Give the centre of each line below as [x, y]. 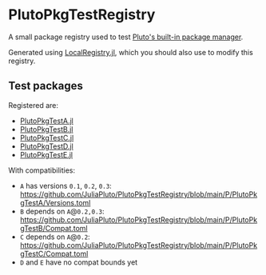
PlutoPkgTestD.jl [46, 146]
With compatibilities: [42, 170]
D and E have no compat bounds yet [79, 262]
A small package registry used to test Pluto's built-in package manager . [126, 37]
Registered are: [33, 105]
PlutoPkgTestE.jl [46, 154]
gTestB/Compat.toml [54, 228]
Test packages [46, 86]
